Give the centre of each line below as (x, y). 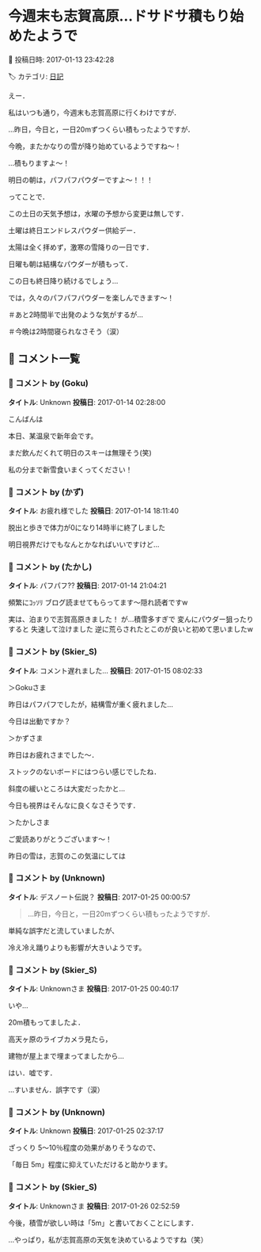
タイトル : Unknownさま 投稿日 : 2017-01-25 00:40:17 (94, 989)
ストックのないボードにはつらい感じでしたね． (84, 771)
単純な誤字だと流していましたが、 (64, 930)
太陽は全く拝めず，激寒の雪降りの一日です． (81, 247)
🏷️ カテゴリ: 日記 (36, 76)
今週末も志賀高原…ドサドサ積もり (119, 16)
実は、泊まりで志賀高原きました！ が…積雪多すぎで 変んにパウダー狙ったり (131, 620)
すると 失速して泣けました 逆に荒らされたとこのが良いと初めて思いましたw (130, 629)
